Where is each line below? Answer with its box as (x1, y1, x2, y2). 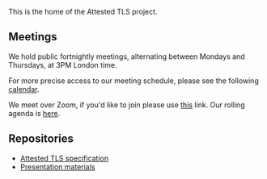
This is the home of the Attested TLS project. (8, 7, 158, 16)
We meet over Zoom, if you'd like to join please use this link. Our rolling (8, 100, 245, 110)
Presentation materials (19, 161, 95, 172)
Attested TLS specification (19, 153, 109, 163)
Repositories (8, 132, 74, 146)
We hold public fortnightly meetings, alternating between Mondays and (8, 52, 245, 61)
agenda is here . (8, 108, 61, 118)
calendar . (8, 84, 40, 94)
